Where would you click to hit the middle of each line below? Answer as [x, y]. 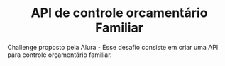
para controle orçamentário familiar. [60, 55]
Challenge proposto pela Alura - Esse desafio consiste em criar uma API [113, 47]
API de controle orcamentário [119, 13]
